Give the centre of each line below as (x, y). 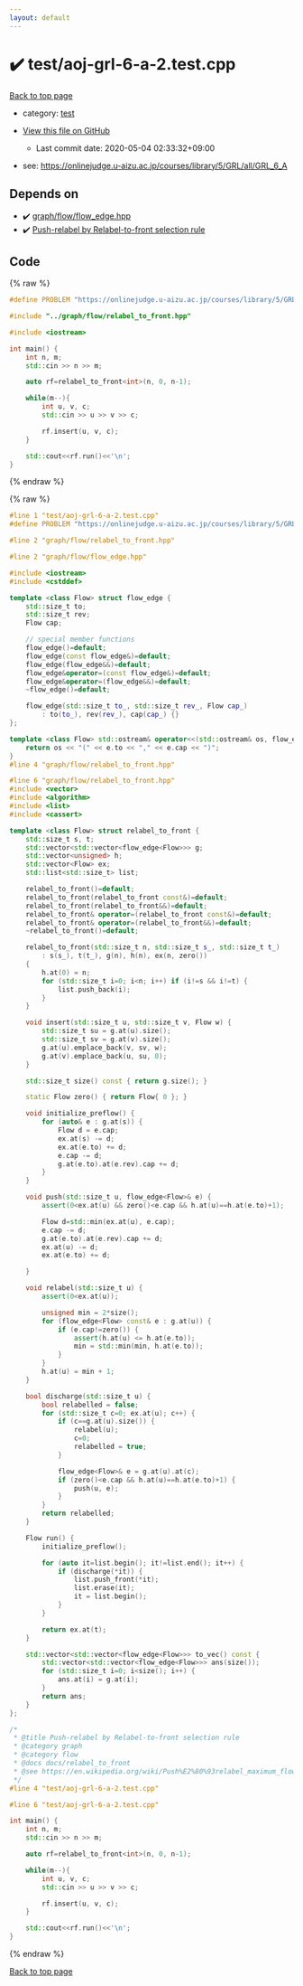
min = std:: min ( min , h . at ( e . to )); (138, 1346)
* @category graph (48, 1746)
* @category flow (46, 1755)
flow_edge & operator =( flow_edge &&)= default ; (109, 682)
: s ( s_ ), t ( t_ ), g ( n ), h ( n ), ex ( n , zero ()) (125, 956)
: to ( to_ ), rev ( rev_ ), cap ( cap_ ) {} (110, 715)
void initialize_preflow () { (80, 1114)
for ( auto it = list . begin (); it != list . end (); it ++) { (143, 1563)
